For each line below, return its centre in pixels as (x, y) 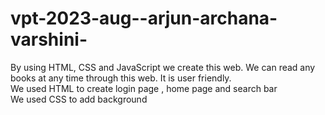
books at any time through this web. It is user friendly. (121, 78)
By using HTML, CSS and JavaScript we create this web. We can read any (163, 67)
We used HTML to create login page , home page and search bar (144, 88)
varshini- (49, 39)
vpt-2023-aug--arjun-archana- (144, 18)
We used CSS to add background (79, 99)
